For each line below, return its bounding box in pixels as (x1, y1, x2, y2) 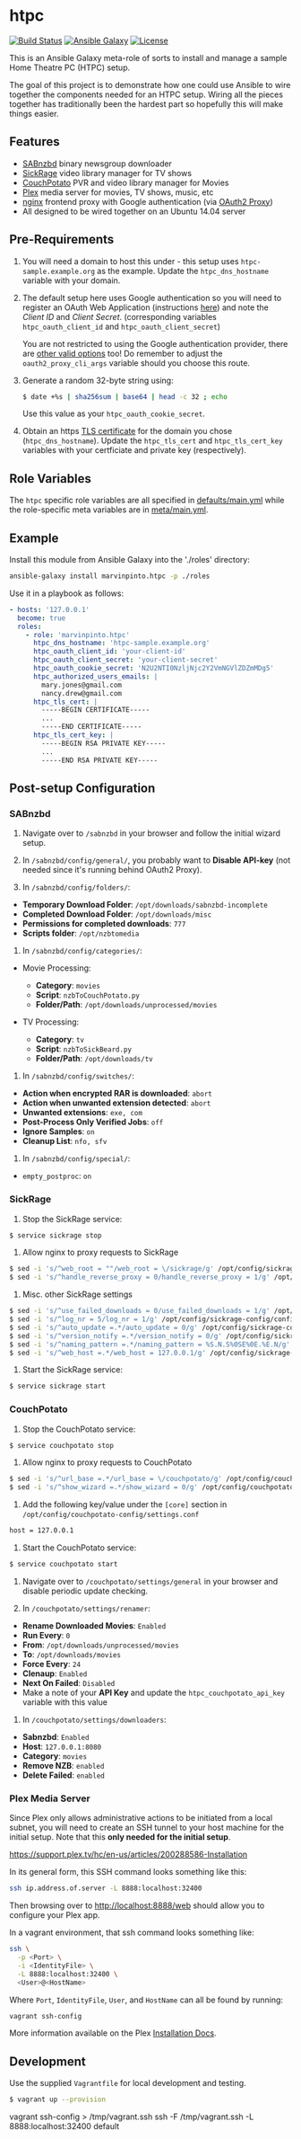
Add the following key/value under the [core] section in (21, 1499, 228, 1510)
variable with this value (21, 1696, 107, 1708)
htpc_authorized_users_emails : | (32, 671, 159, 681)
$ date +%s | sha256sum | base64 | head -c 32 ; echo (21, 392, 228, 401)
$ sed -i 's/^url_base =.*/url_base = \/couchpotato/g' (9, 1475, 222, 1484)
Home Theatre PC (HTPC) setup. (9, 62, 131, 73)
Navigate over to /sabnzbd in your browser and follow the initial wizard (21, 828, 280, 839)
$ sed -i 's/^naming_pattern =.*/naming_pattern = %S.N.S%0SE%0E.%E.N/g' (9, 1340, 291, 1349)
